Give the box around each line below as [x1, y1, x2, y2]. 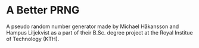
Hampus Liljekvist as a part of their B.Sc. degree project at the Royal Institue [6, 29, 194, 36]
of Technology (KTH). [6, 35, 60, 42]
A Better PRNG [6, 4, 80, 17]
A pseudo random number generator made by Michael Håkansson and [6, 23, 179, 30]
